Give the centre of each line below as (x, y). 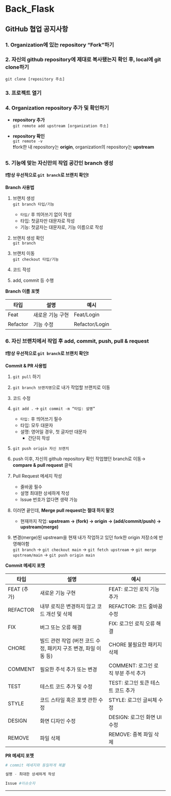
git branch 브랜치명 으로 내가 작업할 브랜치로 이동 (61, 387)
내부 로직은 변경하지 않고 (68, 606)
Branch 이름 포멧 (22, 291)
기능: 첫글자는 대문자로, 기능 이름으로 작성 (62, 227)
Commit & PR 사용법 (26, 365)
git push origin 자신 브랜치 (41, 448)
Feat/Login (87, 315)
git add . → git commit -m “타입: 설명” (54, 408)
